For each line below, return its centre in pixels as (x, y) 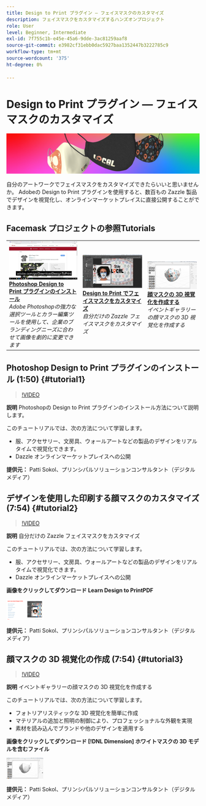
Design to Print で (105, 293)
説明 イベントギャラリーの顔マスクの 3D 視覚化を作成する (79, 687)
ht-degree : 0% (25, 64)
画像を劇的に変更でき (46, 337)
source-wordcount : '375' (38, 58)
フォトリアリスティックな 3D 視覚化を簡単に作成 (77, 713)
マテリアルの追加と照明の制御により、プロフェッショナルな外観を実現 (104, 721)
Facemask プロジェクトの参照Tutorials (81, 228)
